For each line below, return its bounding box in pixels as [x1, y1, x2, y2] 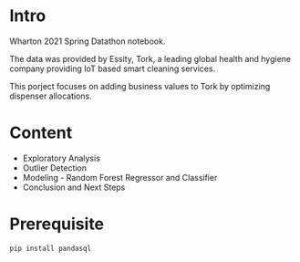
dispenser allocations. [9, 90, 93, 101]
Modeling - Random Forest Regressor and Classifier [22, 172, 218, 183]
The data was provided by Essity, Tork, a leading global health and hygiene [9, 53, 292, 64]
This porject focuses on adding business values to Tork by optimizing [9, 80, 271, 91]
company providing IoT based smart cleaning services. [9, 63, 216, 74]
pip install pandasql [9, 244, 92, 253]
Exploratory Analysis [22, 152, 100, 163]
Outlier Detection [22, 162, 88, 173]
